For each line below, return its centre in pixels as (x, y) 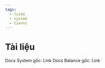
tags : (11, 9)
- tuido (17, 14)
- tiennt (18, 23)
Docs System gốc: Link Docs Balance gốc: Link (53, 61)
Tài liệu (20, 47)
